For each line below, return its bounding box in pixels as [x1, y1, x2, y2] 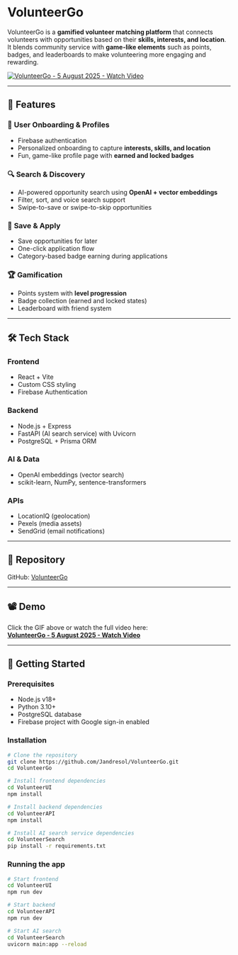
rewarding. [7, 57, 39, 66]
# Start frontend [7, 876, 59, 883]
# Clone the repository [7, 752, 78, 759]
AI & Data [7, 454, 40, 464]
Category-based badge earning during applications [17, 252, 168, 261]
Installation [7, 735, 47, 745]
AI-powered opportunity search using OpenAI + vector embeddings [17, 188, 218, 196]
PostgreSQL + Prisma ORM [17, 436, 97, 445]
